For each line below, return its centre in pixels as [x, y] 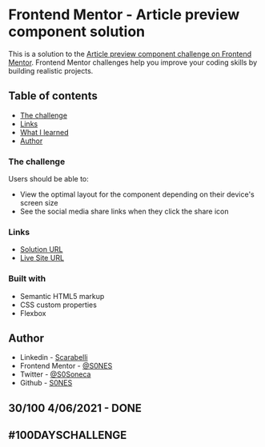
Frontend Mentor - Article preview [124, 15]
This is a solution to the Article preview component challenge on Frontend [130, 54]
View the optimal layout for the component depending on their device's [137, 194]
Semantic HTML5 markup [62, 296]
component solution [77, 32]
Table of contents [53, 96]
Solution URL [41, 249]
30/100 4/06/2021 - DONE [75, 408]
